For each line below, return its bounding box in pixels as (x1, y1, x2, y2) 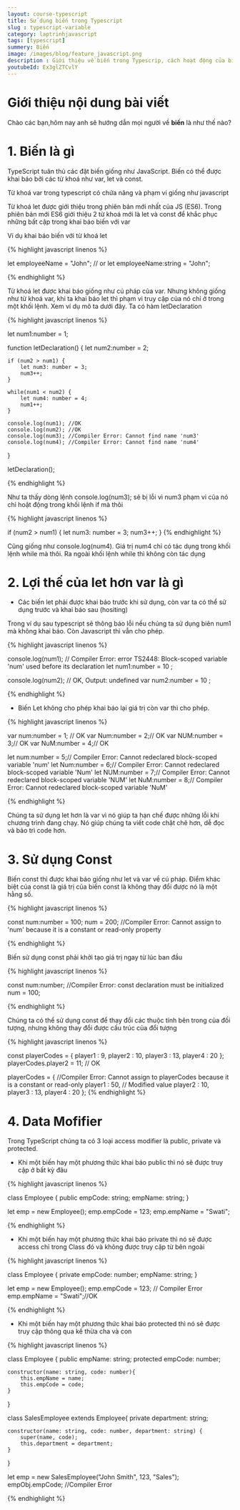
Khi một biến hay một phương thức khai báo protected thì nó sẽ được (17, 1320, 221, 1328)
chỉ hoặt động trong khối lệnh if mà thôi (7, 500, 124, 508)
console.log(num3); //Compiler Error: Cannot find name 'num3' (7, 432, 200, 440)
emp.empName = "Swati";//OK (7, 1292, 98, 1301)
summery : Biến (7, 44, 50, 51)
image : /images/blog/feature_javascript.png (7, 51, 142, 58)
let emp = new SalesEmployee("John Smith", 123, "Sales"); (7, 1473, 179, 1481)
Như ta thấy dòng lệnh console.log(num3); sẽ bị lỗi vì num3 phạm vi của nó (7, 493, 229, 501)
